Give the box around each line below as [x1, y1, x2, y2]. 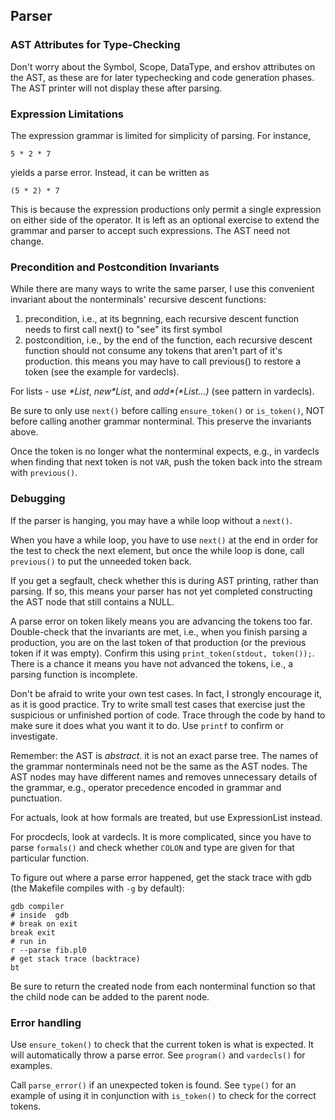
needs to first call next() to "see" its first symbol [24, 324, 223, 336]
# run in [10, 936, 47, 946]
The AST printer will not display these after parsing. [10, 82, 223, 94]
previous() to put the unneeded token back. [10, 555, 192, 567]
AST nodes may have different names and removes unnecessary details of [10, 770, 318, 783]
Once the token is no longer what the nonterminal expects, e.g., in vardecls [10, 445, 320, 458]
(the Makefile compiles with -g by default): [10, 882, 185, 894]
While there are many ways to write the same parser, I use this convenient [10, 283, 315, 295]
